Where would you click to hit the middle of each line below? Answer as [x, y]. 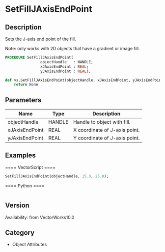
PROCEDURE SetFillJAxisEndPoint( [39, 57]
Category [20, 233]
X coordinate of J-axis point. [107, 130]
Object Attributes [29, 245]
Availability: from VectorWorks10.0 [40, 217]
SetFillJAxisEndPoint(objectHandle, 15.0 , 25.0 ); [57, 176]
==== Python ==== [25, 186]
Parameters [23, 100]
